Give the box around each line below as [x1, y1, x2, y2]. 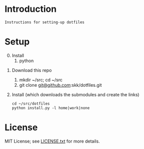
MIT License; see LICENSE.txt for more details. [4, 138, 100, 144]
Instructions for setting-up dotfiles [4, 20, 85, 25]
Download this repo [11, 67, 52, 73]
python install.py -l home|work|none [11, 105, 90, 111]
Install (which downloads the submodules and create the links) [11, 91, 140, 97]
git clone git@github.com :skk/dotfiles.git [19, 82, 102, 88]
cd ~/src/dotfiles [11, 101, 50, 106]
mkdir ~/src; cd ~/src [19, 76, 63, 82]
